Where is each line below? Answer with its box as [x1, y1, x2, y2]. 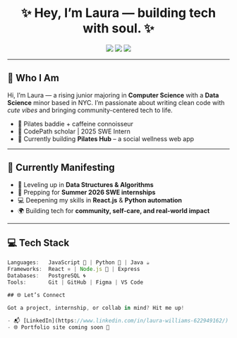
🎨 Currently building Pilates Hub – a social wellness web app [17, 134, 195, 143]
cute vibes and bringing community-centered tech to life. [7, 106, 173, 114]
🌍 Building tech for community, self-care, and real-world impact [17, 206, 210, 215]
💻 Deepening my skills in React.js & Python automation [17, 195, 182, 204]
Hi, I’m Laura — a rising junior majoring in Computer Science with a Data [7, 90, 219, 99]
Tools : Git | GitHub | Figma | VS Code [7, 279, 143, 286]
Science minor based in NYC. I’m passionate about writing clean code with [7, 98, 225, 107]
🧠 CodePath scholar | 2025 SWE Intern [17, 127, 130, 135]
